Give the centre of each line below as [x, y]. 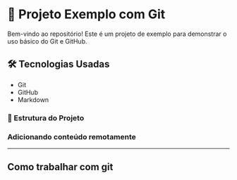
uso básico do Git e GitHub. [47, 41]
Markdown [33, 99]
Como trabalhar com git [60, 167]
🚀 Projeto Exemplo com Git [86, 14]
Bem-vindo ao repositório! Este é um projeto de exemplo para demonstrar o [117, 34]
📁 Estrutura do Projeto [46, 117]
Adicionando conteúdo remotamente [72, 136]
